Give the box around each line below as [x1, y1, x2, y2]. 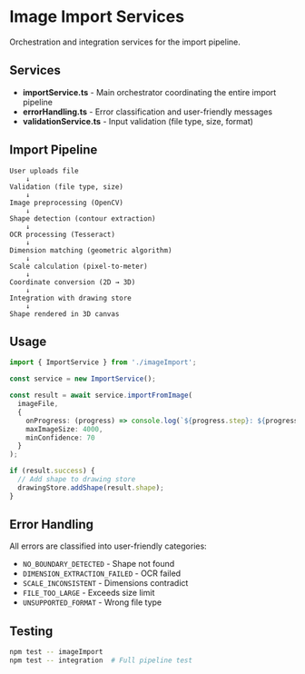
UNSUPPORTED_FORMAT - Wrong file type [22, 597, 162, 608]
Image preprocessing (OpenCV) [9, 198, 124, 207]
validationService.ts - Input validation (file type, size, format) [22, 115, 254, 126]
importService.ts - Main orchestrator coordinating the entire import [22, 86, 277, 97]
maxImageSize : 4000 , [25, 424, 103, 433]
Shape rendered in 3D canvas [9, 309, 120, 319]
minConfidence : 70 [25, 433, 95, 442]
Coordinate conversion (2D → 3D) [9, 277, 136, 287]
